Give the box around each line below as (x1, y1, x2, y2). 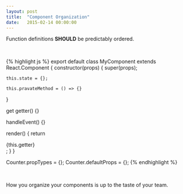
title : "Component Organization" (6, 14, 90, 20)
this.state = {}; (6, 75, 48, 82)
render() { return (6, 130, 45, 137)
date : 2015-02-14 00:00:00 (6, 19, 77, 25)
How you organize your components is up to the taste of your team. (6, 182, 168, 189)
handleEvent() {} (6, 119, 45, 126)
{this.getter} (6, 141, 35, 148)
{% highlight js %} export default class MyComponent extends (6, 58, 156, 65)
